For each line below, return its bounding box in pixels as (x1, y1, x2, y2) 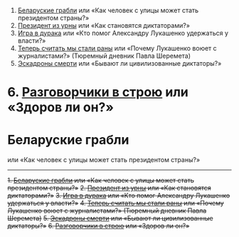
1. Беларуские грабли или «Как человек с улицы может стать (7, 176, 194, 185)
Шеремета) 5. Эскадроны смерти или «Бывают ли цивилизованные (7, 214, 213, 223)
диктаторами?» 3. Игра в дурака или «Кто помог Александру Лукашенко (7, 191, 230, 200)
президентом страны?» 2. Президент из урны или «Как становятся (7, 183, 211, 192)
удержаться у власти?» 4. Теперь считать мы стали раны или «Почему (7, 199, 224, 208)
